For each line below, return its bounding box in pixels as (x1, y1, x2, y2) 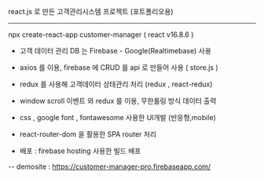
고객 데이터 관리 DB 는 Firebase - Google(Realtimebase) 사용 (19, 46, 212, 55)
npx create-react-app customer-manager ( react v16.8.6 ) (8, 30, 194, 39)
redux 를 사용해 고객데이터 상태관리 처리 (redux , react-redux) (19, 79, 213, 89)
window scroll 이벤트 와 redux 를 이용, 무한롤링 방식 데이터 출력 (19, 97, 217, 105)
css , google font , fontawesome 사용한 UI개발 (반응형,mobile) (19, 113, 216, 122)
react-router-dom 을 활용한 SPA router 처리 (19, 130, 157, 139)
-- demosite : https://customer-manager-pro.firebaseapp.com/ (8, 162, 211, 171)
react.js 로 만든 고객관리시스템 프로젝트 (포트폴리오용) (8, 7, 174, 16)
